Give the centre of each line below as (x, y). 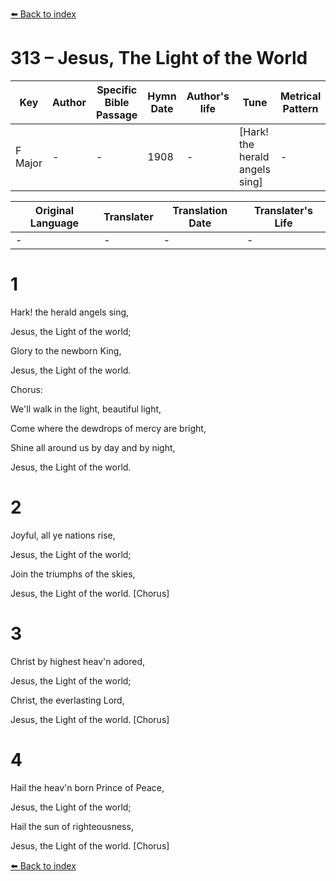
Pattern (300, 108)
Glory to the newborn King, (66, 350)
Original (54, 210)
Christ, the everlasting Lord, (67, 700)
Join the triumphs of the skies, (73, 574)
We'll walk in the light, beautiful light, (86, 409)
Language (54, 223)
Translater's (283, 210)
